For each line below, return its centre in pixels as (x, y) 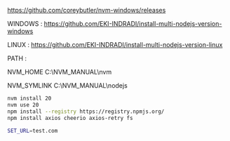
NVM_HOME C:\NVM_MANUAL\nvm (60, 72)
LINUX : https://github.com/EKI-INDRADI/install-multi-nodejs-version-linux (115, 45)
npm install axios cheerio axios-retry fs (70, 118)
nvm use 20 (23, 105)
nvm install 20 (29, 98)
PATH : (17, 58)
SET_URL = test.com (33, 130)
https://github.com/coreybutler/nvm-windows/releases (87, 10)
